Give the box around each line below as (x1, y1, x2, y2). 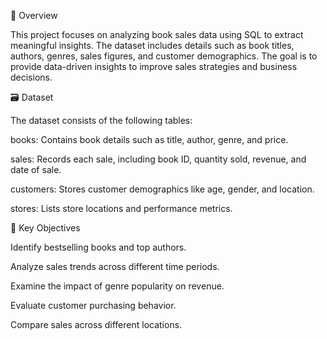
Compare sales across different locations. (10, 319, 183, 330)
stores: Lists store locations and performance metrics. (10, 203, 233, 214)
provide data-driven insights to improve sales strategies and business (10, 61, 298, 72)
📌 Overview (10, 10, 58, 21)
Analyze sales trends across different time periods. (10, 261, 220, 272)
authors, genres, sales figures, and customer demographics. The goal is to (10, 50, 318, 62)
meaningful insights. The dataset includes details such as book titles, (10, 40, 295, 51)
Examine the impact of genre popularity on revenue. (10, 280, 225, 292)
